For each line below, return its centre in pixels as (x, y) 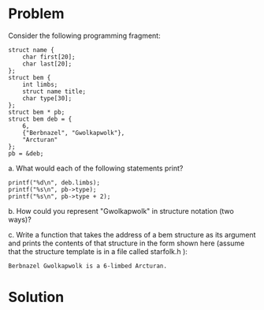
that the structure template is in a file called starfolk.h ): (98, 251)
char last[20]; (47, 64)
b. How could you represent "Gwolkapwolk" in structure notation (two (121, 211)
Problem (36, 14)
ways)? (20, 219)
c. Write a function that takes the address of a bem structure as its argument (132, 234)
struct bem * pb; (37, 112)
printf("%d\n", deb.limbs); (54, 182)
